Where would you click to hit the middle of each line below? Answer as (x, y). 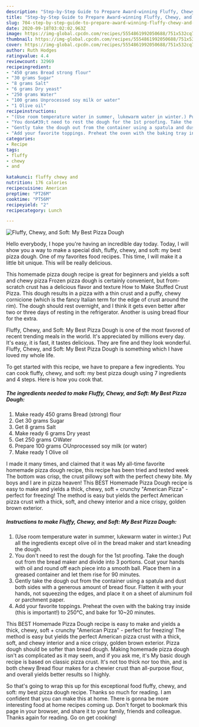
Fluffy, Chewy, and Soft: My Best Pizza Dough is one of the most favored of (98, 330)
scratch (15, 287)
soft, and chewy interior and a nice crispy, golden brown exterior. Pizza (93, 643)
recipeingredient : (29, 67)
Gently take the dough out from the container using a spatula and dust (100, 581)
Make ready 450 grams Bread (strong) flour (68, 414)
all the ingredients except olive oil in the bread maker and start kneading (103, 543)
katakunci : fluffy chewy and (42, 177)
